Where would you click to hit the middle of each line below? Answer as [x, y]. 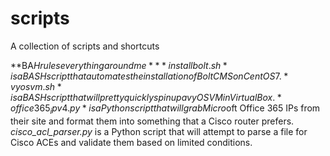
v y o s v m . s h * [36, 86]
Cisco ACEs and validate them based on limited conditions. [131, 142]
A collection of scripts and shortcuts [85, 46]
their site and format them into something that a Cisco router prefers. [152, 121]
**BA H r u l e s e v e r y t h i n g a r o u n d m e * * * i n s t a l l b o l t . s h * [119, 65]
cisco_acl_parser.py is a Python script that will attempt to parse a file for [159, 131]
